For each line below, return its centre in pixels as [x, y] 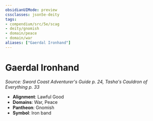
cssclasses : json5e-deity [32, 15]
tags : [11, 19]
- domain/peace [21, 33]
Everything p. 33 [22, 87]
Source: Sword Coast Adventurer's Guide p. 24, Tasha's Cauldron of [76, 82]
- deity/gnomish [22, 29]
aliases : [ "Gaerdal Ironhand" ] [38, 43]
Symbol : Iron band [32, 113]
